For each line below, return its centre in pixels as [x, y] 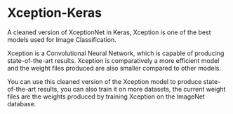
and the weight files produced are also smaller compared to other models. [114, 68]
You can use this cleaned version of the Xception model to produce [105, 81]
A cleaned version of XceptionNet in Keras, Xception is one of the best [109, 32]
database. [22, 104]
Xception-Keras [54, 13]
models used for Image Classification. [62, 39]
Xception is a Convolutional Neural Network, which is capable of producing [116, 53]
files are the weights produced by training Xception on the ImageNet [106, 97]
